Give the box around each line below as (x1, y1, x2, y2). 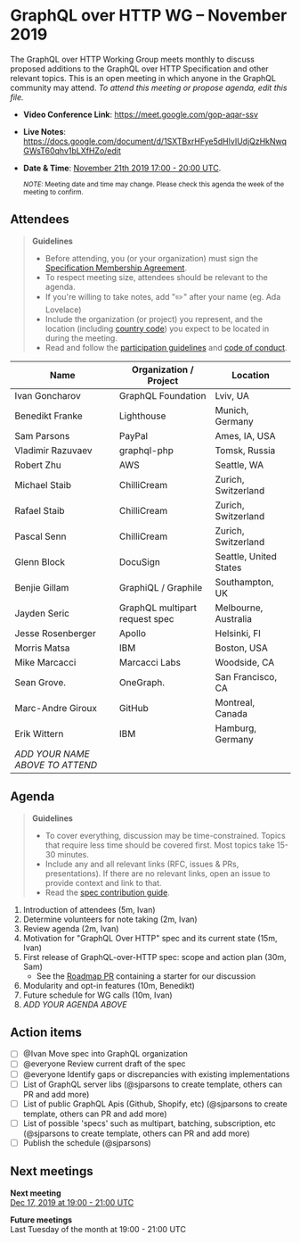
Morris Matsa (14, 642, 70, 654)
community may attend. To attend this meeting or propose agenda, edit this (10, 82, 288, 93)
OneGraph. (119, 675, 166, 688)
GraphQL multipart (119, 601, 197, 614)
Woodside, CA (215, 656, 275, 668)
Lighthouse (119, 410, 166, 422)
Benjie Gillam (14, 581, 69, 593)
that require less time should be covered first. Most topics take (45, 840, 275, 850)
